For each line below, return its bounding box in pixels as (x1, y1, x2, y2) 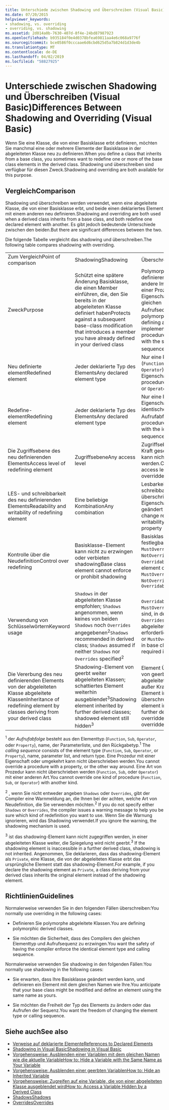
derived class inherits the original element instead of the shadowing (5, 872, 146, 878)
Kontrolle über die (8, 551, 50, 558)
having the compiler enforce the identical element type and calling (12, 946, 150, 952)
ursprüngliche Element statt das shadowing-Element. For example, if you (5, 861, 155, 867)
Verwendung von (8, 616, 48, 623)
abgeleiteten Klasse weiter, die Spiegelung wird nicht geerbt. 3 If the (5, 839, 145, 846)
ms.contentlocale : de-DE (5, 49, 57, 54)
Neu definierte (8, 363, 42, 370)
